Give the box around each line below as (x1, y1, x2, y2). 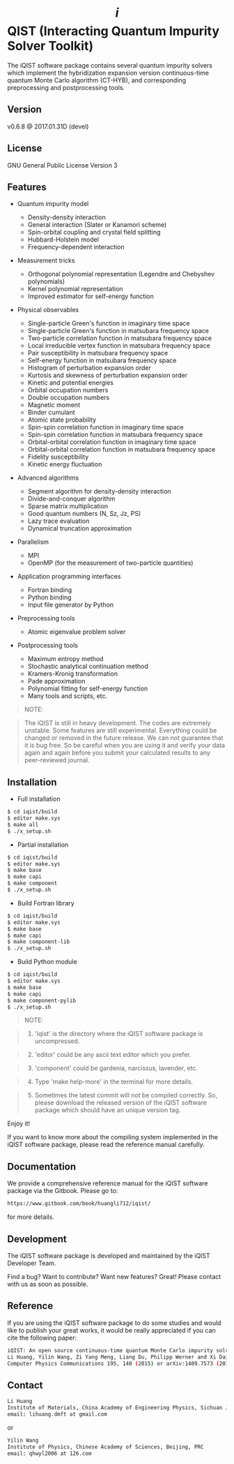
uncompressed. (34, 1037, 80, 1045)
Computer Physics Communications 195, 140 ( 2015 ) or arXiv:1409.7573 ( (7, 1360, 219, 1367)
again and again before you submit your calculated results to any (24, 748, 211, 757)
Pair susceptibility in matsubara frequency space (27, 349, 169, 357)
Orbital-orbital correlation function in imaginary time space (27, 438, 196, 446)
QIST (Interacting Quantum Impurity (7, 23, 219, 39)
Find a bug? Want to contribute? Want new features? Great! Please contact (7, 1272, 221, 1280)
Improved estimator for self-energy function (27, 292, 155, 301)
